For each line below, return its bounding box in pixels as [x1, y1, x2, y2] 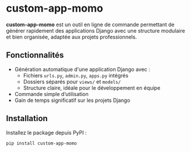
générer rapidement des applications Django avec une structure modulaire [6, 27, 185, 34]
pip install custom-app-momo [6, 140, 77, 146]
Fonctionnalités [6, 50, 64, 60]
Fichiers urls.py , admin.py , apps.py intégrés [23, 72, 129, 79]
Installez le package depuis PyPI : [6, 129, 87, 136]
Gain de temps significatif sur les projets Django [14, 97, 130, 104]
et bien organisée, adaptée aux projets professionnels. [6, 33, 137, 40]
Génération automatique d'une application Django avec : [14, 66, 151, 73]
